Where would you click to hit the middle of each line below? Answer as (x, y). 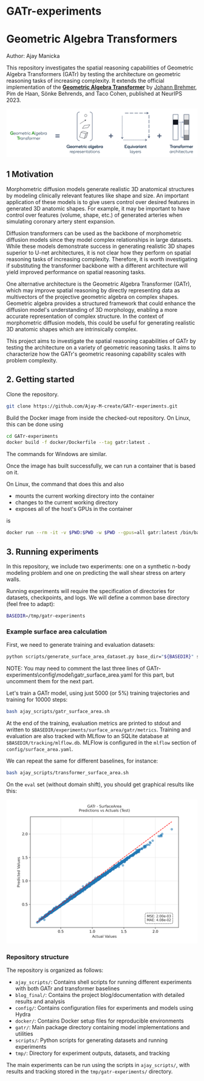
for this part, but (154, 675)
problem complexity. (32, 360)
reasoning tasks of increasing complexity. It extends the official (86, 81)
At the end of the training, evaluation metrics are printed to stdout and (93, 723)
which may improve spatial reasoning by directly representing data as (93, 290)
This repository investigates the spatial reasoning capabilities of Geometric (100, 68)
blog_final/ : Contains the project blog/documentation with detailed (100, 995)
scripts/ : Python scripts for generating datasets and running (91, 1040)
